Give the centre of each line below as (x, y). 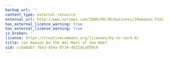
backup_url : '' (21, 10)
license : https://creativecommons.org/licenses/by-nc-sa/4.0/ (72, 38)
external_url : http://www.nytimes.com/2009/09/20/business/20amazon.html (85, 19)
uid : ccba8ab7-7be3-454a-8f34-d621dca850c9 (52, 47)
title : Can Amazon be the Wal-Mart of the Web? (56, 43)
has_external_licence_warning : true (44, 24)
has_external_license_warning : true (44, 29)
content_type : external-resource (40, 15)
